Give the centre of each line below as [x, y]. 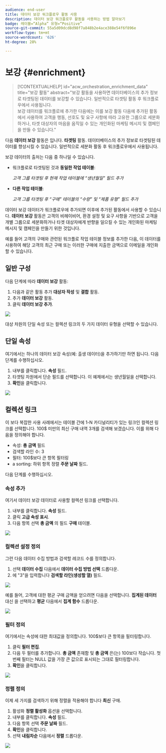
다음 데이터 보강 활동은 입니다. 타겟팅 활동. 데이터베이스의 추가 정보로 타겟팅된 [80, 140]
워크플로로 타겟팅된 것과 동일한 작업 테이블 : [54, 167]
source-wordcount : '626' [31, 38]
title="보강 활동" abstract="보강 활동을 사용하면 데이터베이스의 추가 [83, 92]
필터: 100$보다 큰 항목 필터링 [40, 458]
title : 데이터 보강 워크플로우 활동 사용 [41, 14]
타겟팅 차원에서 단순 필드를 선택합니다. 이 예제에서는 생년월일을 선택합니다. [84, 377]
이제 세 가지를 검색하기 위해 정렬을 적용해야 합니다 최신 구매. [63, 700]
